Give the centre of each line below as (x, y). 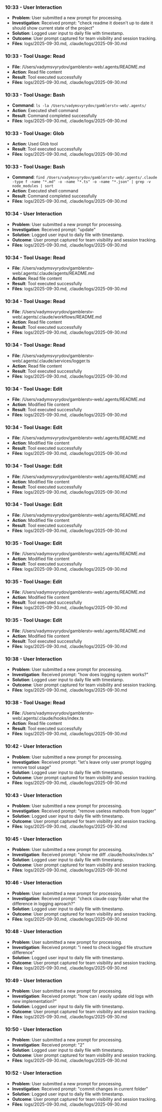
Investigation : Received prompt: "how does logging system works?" (80, 675)
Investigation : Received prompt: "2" (48, 1045)
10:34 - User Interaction (34, 214)
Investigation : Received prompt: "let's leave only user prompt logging (81, 762)
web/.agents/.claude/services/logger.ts (51, 361)
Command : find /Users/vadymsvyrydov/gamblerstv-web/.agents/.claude (84, 177)
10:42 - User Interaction (34, 746)
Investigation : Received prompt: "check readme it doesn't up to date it (82, 23)
